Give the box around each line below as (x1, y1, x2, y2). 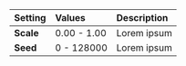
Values (54, 12, 87, 24)
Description (116, 12, 169, 24)
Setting (14, 12, 46, 24)
